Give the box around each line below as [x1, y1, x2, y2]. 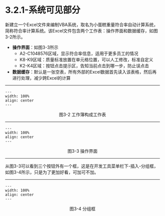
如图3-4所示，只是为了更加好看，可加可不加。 [5, 169, 99, 175]
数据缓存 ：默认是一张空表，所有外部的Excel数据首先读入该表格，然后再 [12, 69, 157, 75]
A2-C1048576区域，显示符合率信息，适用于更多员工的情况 [19, 50, 138, 56]
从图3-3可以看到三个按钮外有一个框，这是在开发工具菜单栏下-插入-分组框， [5, 163, 159, 169]
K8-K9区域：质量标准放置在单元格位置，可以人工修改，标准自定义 [19, 56, 154, 62]
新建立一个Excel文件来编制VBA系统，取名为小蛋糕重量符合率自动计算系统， [5, 22, 158, 27]
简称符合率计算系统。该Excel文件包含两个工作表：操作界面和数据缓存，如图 [5, 27, 158, 33]
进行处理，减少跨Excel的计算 [12, 75, 71, 81]
